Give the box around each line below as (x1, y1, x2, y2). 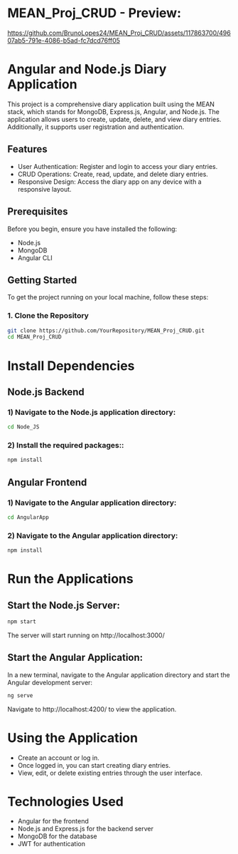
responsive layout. (17, 185, 72, 193)
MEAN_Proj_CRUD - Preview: (7, 5, 182, 21)
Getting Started (7, 274, 77, 286)
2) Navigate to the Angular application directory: (7, 530, 178, 540)
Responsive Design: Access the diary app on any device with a (17, 177, 202, 186)
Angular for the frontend (17, 817, 89, 825)
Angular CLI (17, 253, 53, 262)
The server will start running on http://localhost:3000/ (7, 631, 165, 639)
